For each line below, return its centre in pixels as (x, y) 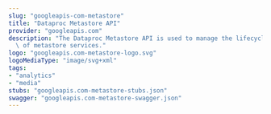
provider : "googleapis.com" (56, 31)
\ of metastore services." (61, 46)
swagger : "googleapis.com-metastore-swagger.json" (95, 98)
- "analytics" (32, 75)
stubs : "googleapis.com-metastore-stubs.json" (88, 90)
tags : (17, 68)
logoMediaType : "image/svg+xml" (63, 61)
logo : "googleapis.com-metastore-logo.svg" (83, 53)
